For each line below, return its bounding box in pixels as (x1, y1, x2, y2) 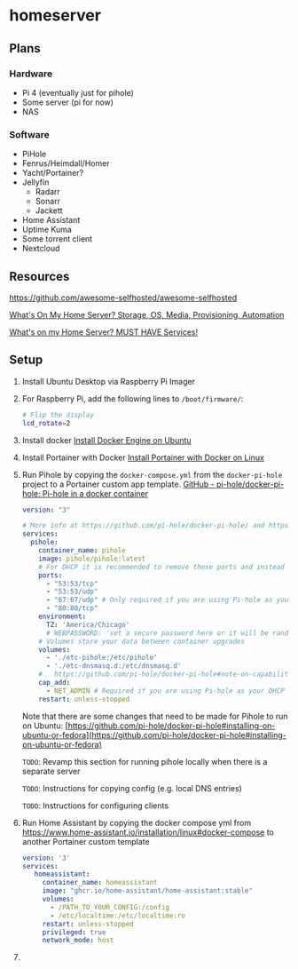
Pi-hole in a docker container (42, 488, 149, 498)
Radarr (35, 187, 60, 197)
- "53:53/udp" (45, 587, 98, 596)
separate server (21, 766, 81, 776)
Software (9, 128, 51, 140)
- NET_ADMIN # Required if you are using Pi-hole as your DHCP (45, 686, 286, 695)
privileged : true (42, 927, 106, 937)
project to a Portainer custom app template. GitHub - (21, 479, 215, 489)
